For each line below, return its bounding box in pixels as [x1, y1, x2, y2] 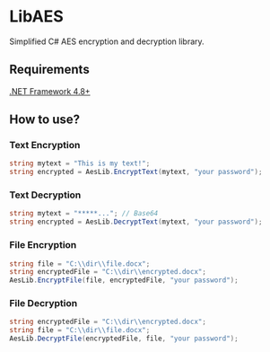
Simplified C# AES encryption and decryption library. [9, 36, 205, 47]
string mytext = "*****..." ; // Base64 [9, 209, 159, 218]
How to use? [9, 112, 81, 128]
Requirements [9, 62, 90, 77]
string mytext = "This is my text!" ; [9, 159, 151, 168]
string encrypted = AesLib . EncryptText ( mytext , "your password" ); [9, 168, 263, 177]
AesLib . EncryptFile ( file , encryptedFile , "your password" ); [9, 276, 240, 285]
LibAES [9, 6, 65, 27]
